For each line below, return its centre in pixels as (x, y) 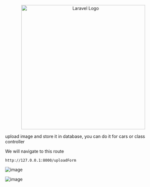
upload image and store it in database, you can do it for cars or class (75, 136)
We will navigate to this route (35, 151)
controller (15, 141)
